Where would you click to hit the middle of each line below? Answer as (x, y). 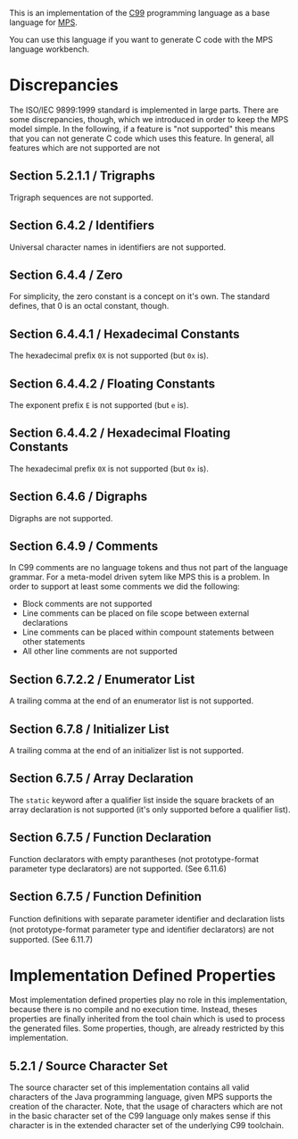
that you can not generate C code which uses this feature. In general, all (142, 138)
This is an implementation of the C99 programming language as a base (140, 13)
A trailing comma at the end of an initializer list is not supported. (126, 751)
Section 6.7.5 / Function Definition (106, 897)
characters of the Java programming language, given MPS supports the (141, 1097)
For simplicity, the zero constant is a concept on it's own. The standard (140, 296)
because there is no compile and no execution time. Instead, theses (133, 1010)
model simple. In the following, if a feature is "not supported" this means (142, 129)
